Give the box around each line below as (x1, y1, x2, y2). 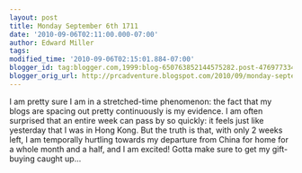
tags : (9, 47, 30, 56)
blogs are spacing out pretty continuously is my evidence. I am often (9, 105, 263, 117)
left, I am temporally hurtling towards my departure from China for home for (9, 134, 289, 144)
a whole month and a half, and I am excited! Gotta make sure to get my (9, 143, 271, 154)
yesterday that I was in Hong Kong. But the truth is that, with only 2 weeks (9, 125, 283, 135)
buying (9, 153, 35, 164)
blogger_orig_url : (9, 72, 78, 81)
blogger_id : (9, 64, 54, 73)
